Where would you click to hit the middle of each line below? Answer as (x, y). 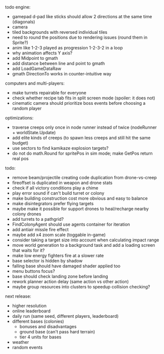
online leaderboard (31, 311)
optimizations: (19, 118)
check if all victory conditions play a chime (55, 188)
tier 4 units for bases (40, 337)
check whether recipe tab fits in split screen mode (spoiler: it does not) (84, 98)
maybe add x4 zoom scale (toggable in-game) (59, 235)
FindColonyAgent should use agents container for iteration (71, 224)
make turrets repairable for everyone (49, 93)
